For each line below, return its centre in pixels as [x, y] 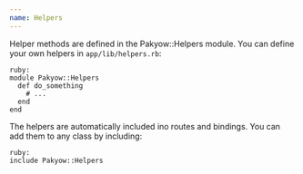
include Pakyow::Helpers [56, 160]
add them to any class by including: [76, 136]
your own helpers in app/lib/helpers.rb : [86, 53]
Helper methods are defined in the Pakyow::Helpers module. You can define [152, 43]
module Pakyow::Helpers [55, 78]
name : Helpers [36, 18]
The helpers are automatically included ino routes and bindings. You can [145, 126]
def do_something [50, 86]
